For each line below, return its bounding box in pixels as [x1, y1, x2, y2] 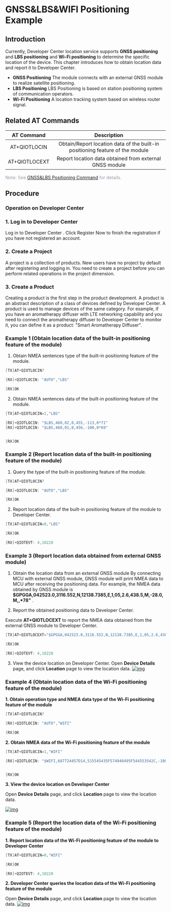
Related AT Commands [5, 116, 79, 125]
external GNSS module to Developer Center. [5, 622, 98, 629]
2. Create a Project [5, 248, 52, 255]
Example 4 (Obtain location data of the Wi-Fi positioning [5, 678, 147, 685]
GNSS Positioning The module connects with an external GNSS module [12, 75, 163, 80]
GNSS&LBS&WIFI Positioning [5, 4, 130, 15]
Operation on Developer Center [5, 204, 84, 212]
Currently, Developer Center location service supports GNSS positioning [5, 49, 158, 54]
